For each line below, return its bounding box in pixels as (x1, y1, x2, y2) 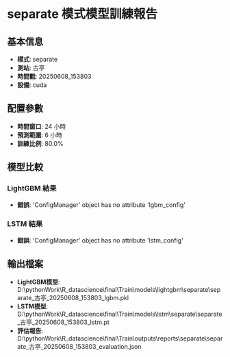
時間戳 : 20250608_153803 (16, 73, 92, 80)
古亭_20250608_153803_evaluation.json (28, 342, 142, 350)
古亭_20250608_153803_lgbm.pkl (34, 293, 129, 301)
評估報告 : (16, 326, 43, 334)
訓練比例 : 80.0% (16, 139, 64, 147)
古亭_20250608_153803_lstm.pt (20, 318, 110, 326)
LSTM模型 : (16, 302, 49, 310)
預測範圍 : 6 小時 (16, 131, 63, 139)
